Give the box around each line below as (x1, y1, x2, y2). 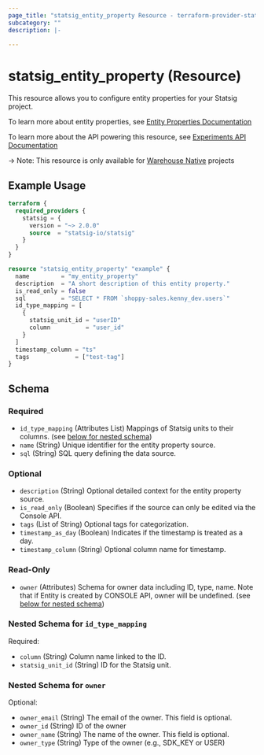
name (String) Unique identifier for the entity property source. (19, 440, 216, 450)
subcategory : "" (8, 19, 61, 27)
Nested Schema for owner (8, 679, 106, 690)
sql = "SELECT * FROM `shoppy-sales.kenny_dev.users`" (15, 294, 230, 302)
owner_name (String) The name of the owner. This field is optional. (19, 730, 229, 739)
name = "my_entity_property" (15, 272, 139, 280)
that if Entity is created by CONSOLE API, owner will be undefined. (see (19, 590, 251, 600)
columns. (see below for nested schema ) (19, 431, 152, 441)
